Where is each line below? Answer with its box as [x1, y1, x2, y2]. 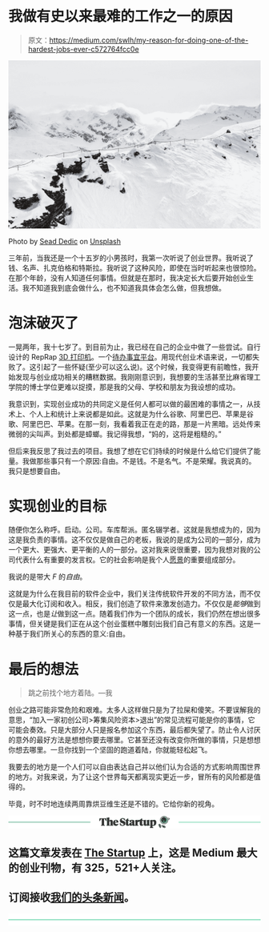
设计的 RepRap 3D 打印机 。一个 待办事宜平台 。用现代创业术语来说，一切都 [8, 352, 253, 361]
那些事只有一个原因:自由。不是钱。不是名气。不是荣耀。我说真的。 [35, 456, 256, 465]
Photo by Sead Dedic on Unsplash [8, 236, 122, 246]
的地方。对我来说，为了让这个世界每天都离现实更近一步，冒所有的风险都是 [8, 772, 254, 781]
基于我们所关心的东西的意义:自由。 [14, 629, 130, 639]
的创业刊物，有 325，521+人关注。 [8, 861, 183, 874]
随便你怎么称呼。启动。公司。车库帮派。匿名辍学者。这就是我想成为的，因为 [8, 525, 261, 535]
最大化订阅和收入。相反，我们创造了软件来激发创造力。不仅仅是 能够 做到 [22, 599, 261, 609]
